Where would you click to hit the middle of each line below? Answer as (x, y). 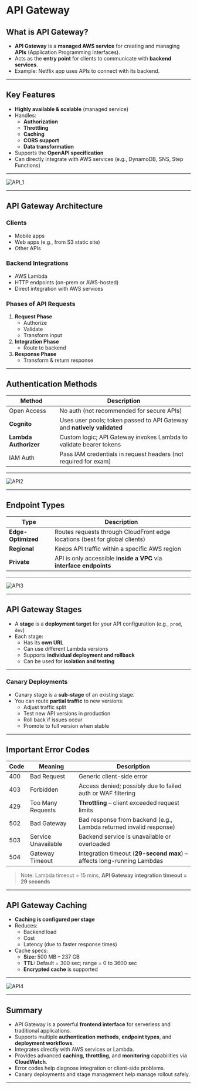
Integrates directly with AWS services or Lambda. (74, 1050)
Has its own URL (43, 642)
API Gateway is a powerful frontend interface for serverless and (93, 1024)
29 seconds (35, 881)
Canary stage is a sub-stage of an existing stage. (74, 694)
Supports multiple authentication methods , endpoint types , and (93, 1037)
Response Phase (35, 354)
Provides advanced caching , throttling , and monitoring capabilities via (101, 1056)
